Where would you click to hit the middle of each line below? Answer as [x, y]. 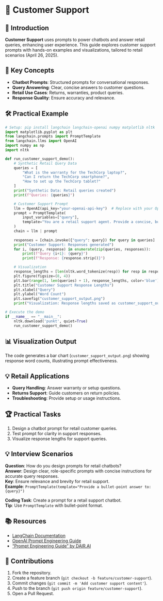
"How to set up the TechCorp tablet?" [62, 182]
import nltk [17, 150]
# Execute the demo [25, 312]
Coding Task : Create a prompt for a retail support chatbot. [64, 500]
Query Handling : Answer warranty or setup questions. [66, 388]
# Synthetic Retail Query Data [45, 163]
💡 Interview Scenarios [39, 454]
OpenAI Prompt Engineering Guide [47, 541]
